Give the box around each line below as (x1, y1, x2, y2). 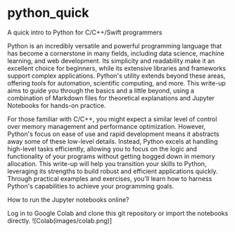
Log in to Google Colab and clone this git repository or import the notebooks (7, 209, 229, 217)
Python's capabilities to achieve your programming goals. (7, 182, 174, 190)
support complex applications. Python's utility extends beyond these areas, (7, 71, 226, 80)
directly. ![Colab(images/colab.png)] (7, 216, 113, 225)
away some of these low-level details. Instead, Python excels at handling (7, 137, 218, 145)
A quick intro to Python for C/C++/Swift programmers (7, 28, 163, 36)
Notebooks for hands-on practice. (7, 101, 106, 109)
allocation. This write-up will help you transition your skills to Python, (7, 159, 207, 168)
